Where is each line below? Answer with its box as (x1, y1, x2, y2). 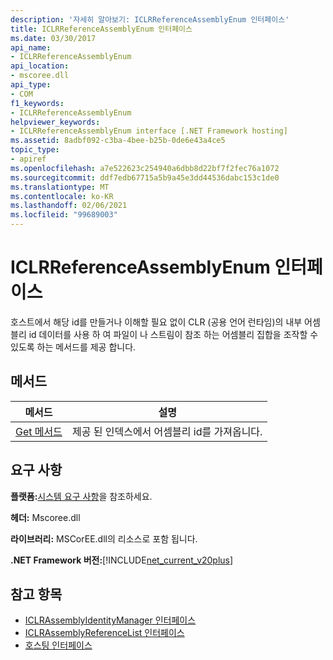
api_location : (10, 61, 70, 71)
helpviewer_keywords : (10, 117, 101, 127)
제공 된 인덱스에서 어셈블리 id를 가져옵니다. (71, 424, 263, 438)
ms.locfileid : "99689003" (10, 210, 118, 220)
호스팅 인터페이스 (24, 639, 93, 651)
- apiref (10, 154, 47, 164)
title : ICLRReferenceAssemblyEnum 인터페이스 (10, 24, 193, 34)
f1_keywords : (10, 98, 65, 108)
